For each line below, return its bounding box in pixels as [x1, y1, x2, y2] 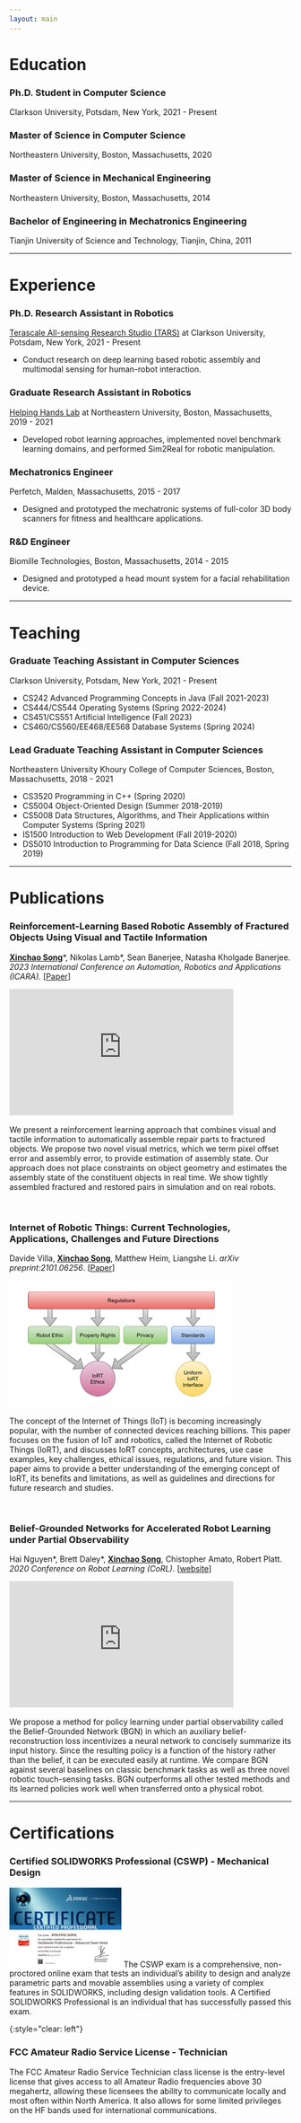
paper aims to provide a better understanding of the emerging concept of [9, 1463, 280, 1474]
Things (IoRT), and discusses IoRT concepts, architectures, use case [9, 1444, 264, 1455]
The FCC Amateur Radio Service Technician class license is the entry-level [9, 2066, 285, 2077]
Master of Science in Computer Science [9, 129, 186, 142]
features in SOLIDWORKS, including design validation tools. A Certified [9, 1987, 271, 1998]
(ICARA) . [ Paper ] [9, 971, 72, 982]
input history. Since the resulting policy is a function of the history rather [9, 1745, 276, 1756]
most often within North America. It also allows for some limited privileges [9, 2095, 282, 2106]
